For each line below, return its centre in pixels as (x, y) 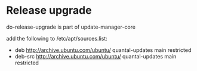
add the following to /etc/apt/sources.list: (57, 38)
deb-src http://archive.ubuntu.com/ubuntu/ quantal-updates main (96, 56)
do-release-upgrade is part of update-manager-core (71, 27)
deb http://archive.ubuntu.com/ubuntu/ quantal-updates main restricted (103, 50)
